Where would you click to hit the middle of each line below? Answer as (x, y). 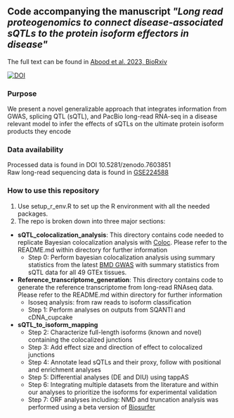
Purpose (22, 93)
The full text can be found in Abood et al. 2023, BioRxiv (87, 61)
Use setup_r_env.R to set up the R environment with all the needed (113, 206)
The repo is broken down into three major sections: (91, 221)
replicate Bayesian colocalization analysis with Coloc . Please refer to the (122, 242)
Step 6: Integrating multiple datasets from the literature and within (123, 384)
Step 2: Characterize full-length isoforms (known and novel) (115, 332)
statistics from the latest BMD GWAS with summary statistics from (123, 264)
